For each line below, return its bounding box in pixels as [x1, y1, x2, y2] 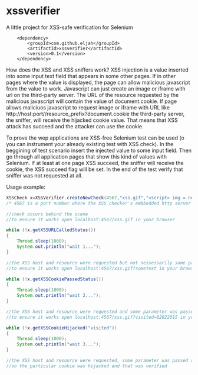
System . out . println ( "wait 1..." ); [16, 244, 101, 250]
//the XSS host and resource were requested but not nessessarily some [6, 260, 186, 266]
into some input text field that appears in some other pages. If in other [6, 72, 176, 79]
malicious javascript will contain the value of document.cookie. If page [6, 98, 177, 105]
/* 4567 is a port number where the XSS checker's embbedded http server [6, 200, 192, 206]
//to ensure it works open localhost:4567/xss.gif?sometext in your [6, 265, 178, 271]
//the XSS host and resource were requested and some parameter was [6, 309, 178, 315]
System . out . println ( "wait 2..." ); [16, 293, 101, 299]
